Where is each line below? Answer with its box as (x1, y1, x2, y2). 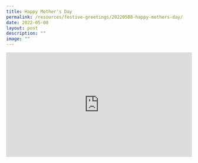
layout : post (6, 25, 38, 31)
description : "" (6, 31, 46, 36)
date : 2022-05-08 (6, 19, 49, 25)
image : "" (6, 36, 31, 42)
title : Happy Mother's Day (6, 8, 72, 15)
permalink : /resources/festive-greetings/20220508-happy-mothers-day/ (6, 14, 183, 20)
